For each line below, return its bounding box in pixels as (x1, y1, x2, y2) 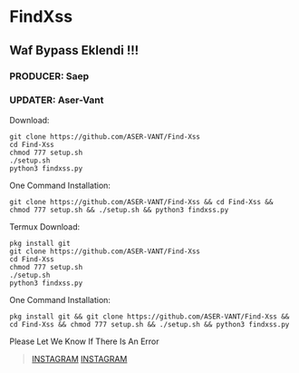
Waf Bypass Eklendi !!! (9, 43, 140, 58)
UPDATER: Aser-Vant (9, 93, 104, 106)
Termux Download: (9, 221, 81, 232)
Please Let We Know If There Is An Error (9, 336, 160, 347)
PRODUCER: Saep (9, 70, 90, 83)
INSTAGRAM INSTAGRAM (31, 353, 128, 364)
